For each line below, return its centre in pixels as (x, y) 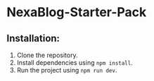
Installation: (33, 38)
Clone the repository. (47, 55)
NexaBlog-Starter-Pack (77, 12)
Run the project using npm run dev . (67, 70)
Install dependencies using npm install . (75, 63)
